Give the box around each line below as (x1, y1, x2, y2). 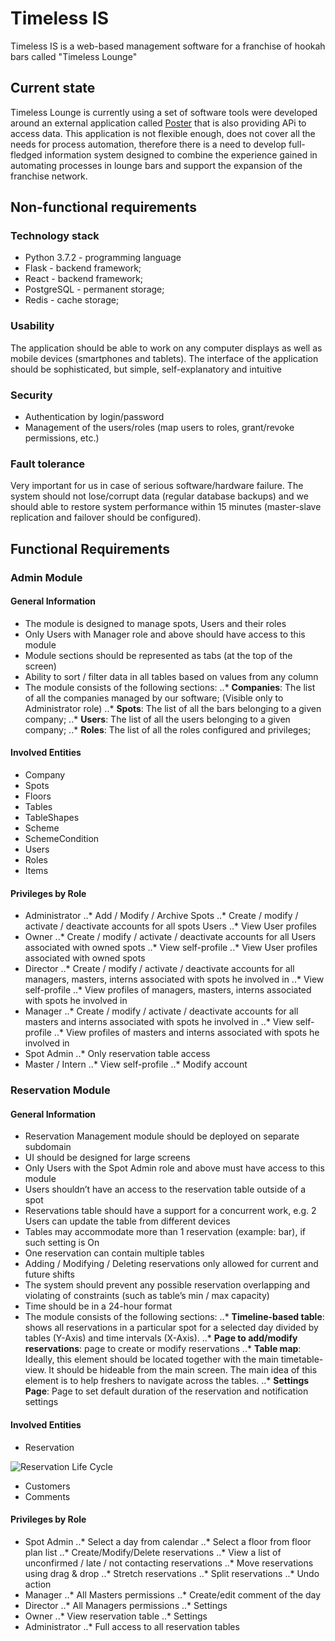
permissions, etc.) (24, 432, 100, 444)
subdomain (24, 1141, 72, 1153)
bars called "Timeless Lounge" (10, 50, 138, 62)
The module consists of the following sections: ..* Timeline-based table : (24, 1311, 325, 1323)
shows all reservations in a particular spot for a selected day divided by (24, 1322, 319, 1334)
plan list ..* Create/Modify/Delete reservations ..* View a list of (24, 1546, 282, 1558)
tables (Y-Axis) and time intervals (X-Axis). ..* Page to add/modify (24, 1332, 298, 1344)
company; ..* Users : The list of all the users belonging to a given (24, 713, 291, 725)
